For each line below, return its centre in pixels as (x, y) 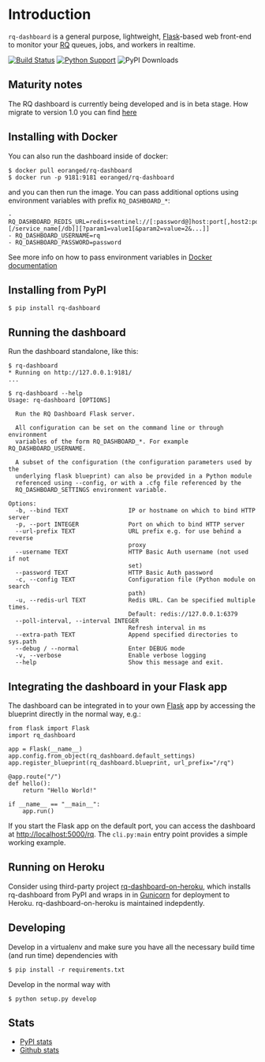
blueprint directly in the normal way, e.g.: (75, 714)
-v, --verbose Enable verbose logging (111, 656)
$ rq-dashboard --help (45, 393)
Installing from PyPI (57, 290)
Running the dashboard (67, 332)
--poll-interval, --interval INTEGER (77, 621)
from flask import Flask (49, 728)
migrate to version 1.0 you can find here (73, 112)
